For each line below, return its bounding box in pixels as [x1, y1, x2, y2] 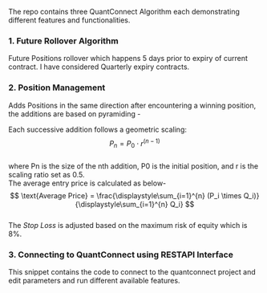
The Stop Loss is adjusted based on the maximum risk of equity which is [8, 221, 248, 230]
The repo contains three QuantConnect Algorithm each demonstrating [8, 7, 241, 16]
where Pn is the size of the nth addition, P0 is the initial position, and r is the [8, 161, 259, 171]
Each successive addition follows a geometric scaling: [8, 124, 187, 134]
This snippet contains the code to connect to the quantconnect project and [8, 267, 257, 277]
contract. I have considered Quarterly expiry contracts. [8, 62, 190, 71]
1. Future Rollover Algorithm [8, 35, 119, 47]
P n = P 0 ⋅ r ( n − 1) [109, 136, 160, 150]
